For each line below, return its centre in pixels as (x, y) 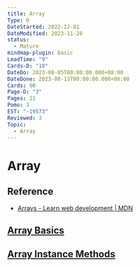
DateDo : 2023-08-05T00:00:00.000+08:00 (65, 72)
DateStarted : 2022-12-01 (43, 27)
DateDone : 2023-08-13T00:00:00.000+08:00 (69, 79)
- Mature (26, 46)
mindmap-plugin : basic (40, 53)
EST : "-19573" (28, 111)
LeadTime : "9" (28, 60)
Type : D (19, 20)
